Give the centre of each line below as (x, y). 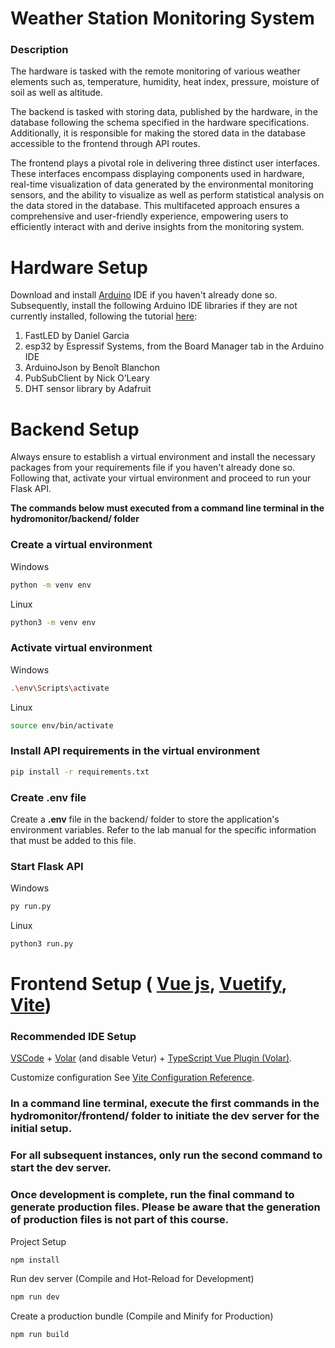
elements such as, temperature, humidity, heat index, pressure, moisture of (165, 82)
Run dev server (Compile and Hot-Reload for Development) (132, 1279)
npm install (35, 1260)
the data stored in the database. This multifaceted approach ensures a (155, 206)
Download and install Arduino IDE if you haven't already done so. (144, 295)
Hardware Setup (79, 267)
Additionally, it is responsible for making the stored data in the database (158, 133)
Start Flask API (47, 866)
